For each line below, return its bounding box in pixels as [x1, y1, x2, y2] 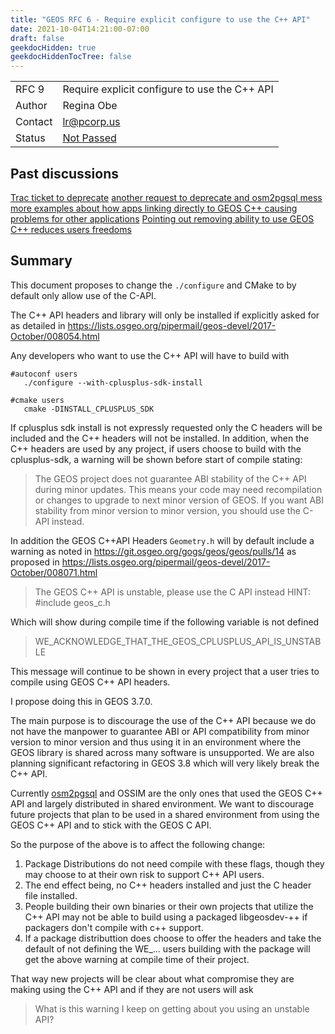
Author [15, 99, 48, 113]
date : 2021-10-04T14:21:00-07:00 [10, 24, 150, 34]
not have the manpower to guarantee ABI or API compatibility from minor [10, 725, 310, 737]
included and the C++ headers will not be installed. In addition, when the [10, 432, 310, 444]
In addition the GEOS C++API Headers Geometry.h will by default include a [10, 534, 315, 546]
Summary [10, 252, 73, 270]
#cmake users [10, 395, 65, 405]
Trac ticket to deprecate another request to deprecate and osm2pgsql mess [10, 191, 323, 203]
